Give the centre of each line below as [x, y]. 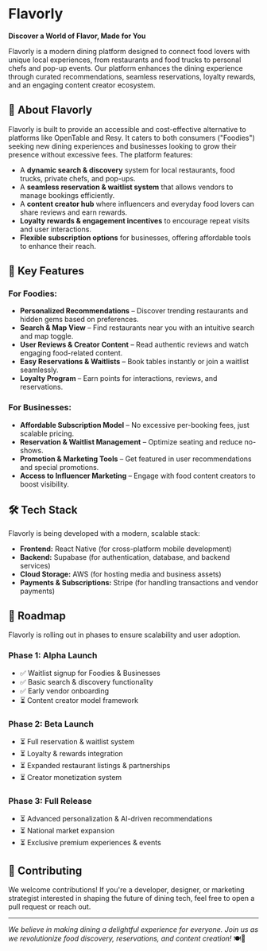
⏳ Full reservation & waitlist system [77, 741]
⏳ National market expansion [67, 831]
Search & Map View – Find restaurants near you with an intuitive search [137, 328]
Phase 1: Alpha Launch [53, 655]
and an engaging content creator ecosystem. [82, 85]
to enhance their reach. [58, 246]
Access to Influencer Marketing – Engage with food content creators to [137, 475]
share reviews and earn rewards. [74, 212]
